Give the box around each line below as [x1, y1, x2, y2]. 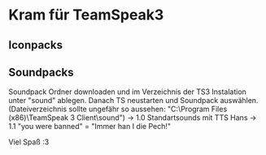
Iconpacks [8, 38, 63, 52]
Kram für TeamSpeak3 [8, 6, 164, 24]
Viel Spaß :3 [8, 137, 50, 147]
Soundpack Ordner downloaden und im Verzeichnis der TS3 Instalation [8, 87, 246, 97]
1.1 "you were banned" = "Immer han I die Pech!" [8, 122, 172, 131]
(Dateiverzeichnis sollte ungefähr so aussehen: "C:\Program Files [8, 104, 228, 114]
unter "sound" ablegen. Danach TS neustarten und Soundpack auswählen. [8, 96, 259, 105]
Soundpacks [8, 65, 74, 79]
